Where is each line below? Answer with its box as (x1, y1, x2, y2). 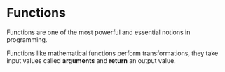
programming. (6, 35, 48, 43)
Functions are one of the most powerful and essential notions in (6, 28, 191, 36)
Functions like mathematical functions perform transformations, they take (6, 49, 219, 57)
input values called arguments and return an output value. (6, 56, 176, 64)
